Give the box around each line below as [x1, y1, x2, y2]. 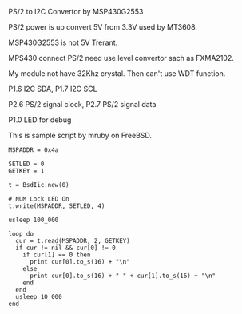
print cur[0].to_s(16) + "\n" [29, 258, 130, 266]
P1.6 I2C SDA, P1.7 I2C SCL [8, 84, 97, 93]
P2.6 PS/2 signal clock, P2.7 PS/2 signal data [8, 100, 157, 109]
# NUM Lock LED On [8, 195, 69, 203]
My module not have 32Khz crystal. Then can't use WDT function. [8, 69, 226, 78]
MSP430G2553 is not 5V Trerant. [8, 38, 118, 47]
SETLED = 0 [8, 160, 45, 168]
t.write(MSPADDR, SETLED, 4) [8, 202, 105, 210]
